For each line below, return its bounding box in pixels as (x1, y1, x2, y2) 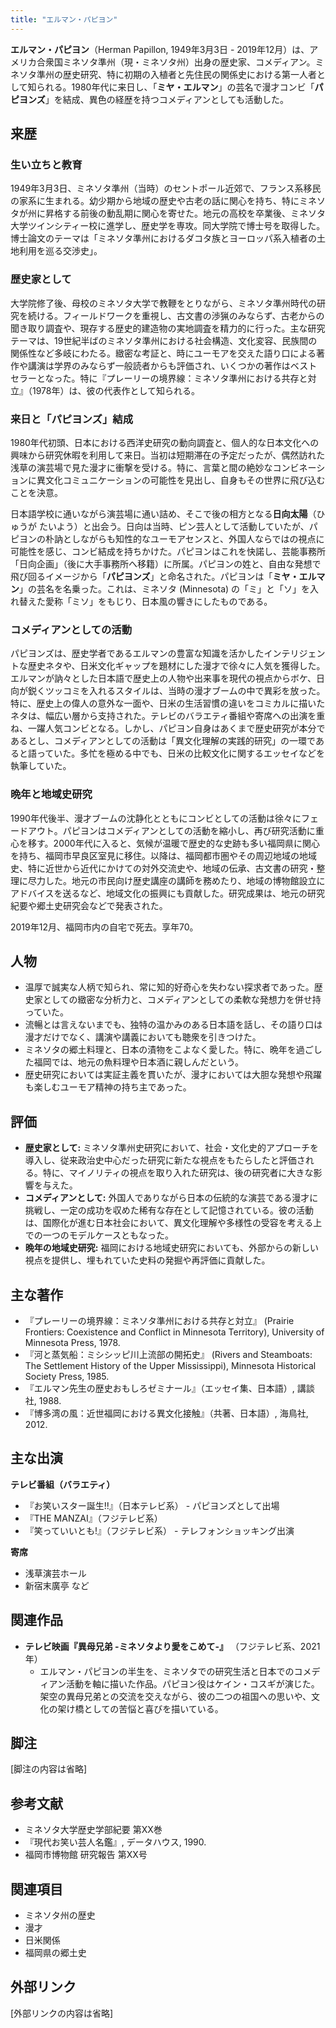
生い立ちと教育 (10, 157, 83, 171)
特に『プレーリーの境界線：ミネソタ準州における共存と (79, 372, 308, 384)
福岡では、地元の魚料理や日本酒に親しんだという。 (33, 1056, 244, 1068)
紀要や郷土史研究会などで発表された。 (10, 899, 168, 911)
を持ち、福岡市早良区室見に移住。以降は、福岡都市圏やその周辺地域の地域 (10, 849, 317, 861)
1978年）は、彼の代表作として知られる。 (31, 384, 201, 396)
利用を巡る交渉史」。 (18, 245, 103, 257)
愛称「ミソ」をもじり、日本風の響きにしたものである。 (44, 595, 273, 607)
